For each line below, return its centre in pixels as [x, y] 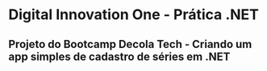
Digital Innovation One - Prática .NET [134, 15]
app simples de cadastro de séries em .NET [119, 56]
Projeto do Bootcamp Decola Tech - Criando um [130, 44]
